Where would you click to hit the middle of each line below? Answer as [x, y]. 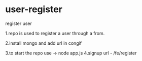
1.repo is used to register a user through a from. [55, 33]
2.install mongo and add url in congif [44, 43]
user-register [34, 9]
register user [19, 23]
